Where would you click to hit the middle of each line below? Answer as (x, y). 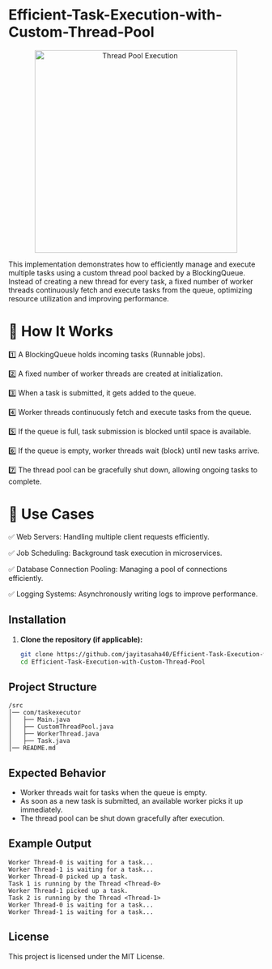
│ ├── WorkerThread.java (54, 734)
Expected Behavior (57, 773)
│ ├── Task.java (39, 741)
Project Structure (53, 687)
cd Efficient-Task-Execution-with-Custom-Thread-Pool (113, 662)
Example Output (50, 844)
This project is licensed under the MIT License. (87, 956)
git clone (37, 654)
